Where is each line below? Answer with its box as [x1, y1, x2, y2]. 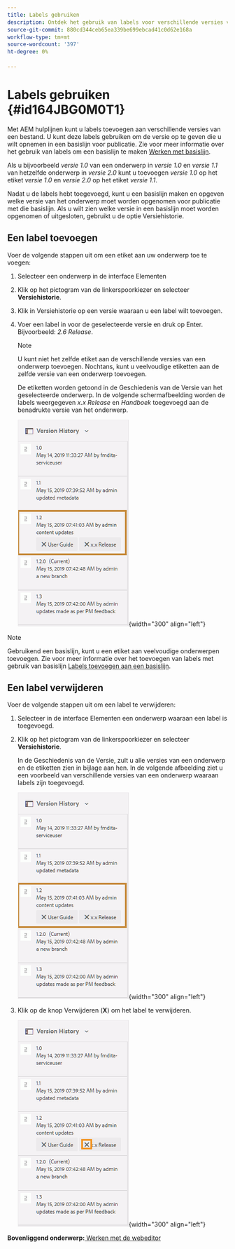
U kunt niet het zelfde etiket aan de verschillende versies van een [17, 354, 206, 363]
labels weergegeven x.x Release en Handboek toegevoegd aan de [17, 398, 209, 406]
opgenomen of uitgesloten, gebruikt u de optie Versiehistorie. [7, 211, 185, 220]
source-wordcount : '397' [7, 41, 80, 48]
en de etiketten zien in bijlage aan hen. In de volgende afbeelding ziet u [17, 763, 223, 772]
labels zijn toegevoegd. [17, 779, 85, 787]
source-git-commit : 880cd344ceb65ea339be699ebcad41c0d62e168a [7, 26, 192, 33]
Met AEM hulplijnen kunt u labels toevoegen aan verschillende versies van [7, 125, 221, 133]
